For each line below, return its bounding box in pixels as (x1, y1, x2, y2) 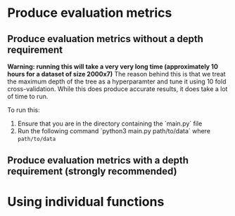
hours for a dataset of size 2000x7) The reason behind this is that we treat (7, 70, 227, 78)
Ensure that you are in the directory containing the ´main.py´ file (17, 119, 203, 128)
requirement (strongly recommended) (7, 166, 177, 177)
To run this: (7, 106, 40, 114)
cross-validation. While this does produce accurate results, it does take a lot (7, 85, 228, 93)
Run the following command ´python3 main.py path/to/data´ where (17, 127, 211, 135)
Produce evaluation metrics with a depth (7, 154, 189, 166)
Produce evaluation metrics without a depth (7, 33, 204, 45)
